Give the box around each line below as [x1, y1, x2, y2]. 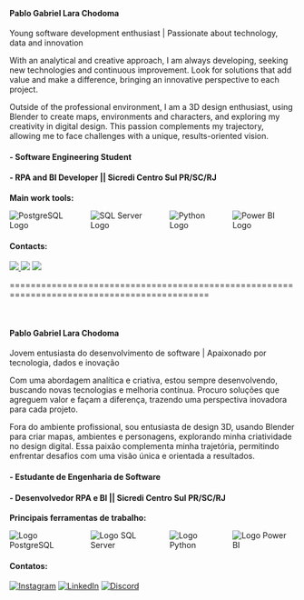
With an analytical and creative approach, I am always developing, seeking [9, 55, 289, 66]
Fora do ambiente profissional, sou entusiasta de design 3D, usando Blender [9, 422, 295, 433]
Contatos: [9, 560, 48, 571]
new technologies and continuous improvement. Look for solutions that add [9, 65, 292, 75]
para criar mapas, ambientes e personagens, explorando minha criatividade [9, 431, 292, 442]
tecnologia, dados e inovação [9, 357, 120, 368]
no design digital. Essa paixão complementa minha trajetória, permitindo [9, 441, 279, 452]
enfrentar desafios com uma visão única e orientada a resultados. [9, 451, 256, 462]
